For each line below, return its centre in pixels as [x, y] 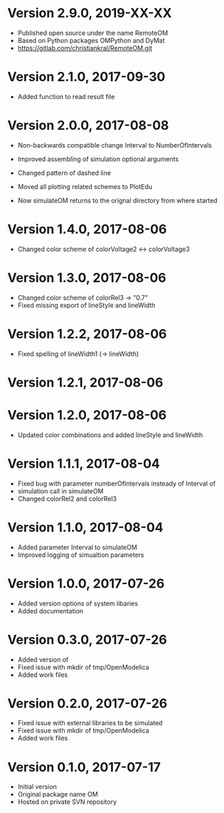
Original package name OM [58, 794]
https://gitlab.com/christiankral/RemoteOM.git [85, 48]
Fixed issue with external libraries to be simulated [90, 723]
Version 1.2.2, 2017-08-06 [87, 334]
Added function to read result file [66, 96]
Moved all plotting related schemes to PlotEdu [85, 186]
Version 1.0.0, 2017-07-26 [86, 583]
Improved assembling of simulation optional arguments [98, 159]
